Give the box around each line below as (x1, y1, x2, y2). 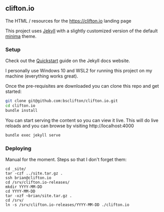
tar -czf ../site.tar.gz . (5, 170, 63, 176)
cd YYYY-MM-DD (5, 188, 36, 194)
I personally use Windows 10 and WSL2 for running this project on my (5, 68, 153, 74)
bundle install (5, 108, 38, 113)
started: (5, 88, 22, 94)
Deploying (5, 145, 32, 152)
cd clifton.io (5, 103, 36, 108)
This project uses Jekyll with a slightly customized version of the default (5, 28, 158, 34)
